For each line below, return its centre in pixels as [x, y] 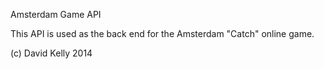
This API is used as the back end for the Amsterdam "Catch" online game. [162, 33]
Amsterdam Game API [56, 14]
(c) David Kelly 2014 [51, 53]
